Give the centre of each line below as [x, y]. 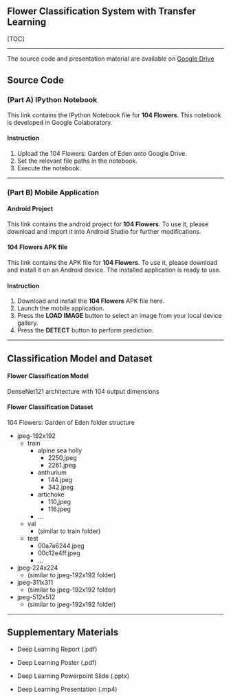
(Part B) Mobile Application [53, 192]
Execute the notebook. [49, 168]
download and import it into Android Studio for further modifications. [104, 231]
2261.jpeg [62, 466]
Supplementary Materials [63, 633]
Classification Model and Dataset [80, 358]
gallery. [27, 323]
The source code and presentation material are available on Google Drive [111, 59]
